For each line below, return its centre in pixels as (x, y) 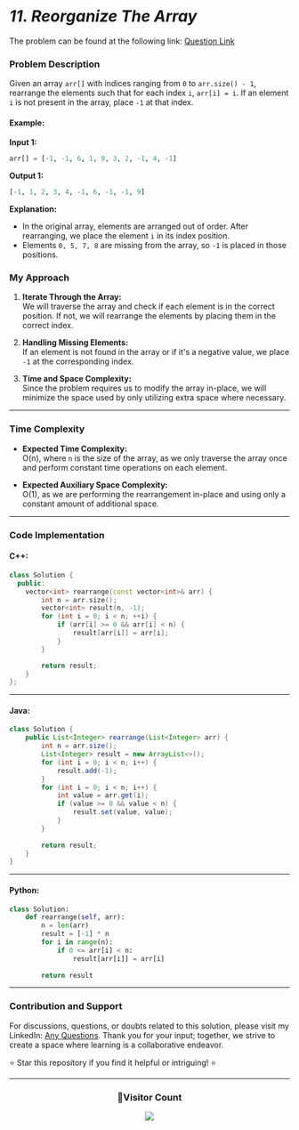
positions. (40, 254)
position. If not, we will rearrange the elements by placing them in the (149, 316)
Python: (24, 890)
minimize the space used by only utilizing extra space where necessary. (154, 398)
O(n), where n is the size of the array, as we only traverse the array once (154, 458)
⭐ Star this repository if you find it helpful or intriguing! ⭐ (113, 1062)
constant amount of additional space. (90, 504)
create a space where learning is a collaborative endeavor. (117, 1045)
